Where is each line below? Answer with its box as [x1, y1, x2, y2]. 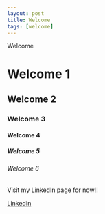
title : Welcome [7, 17, 51, 23]
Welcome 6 [7, 164, 39, 173]
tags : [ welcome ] [7, 23, 54, 30]
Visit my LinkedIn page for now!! [7, 186, 98, 194]
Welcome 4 [7, 131, 40, 139]
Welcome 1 [7, 66, 71, 81]
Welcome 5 [7, 147, 40, 155]
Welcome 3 [7, 114, 46, 124]
